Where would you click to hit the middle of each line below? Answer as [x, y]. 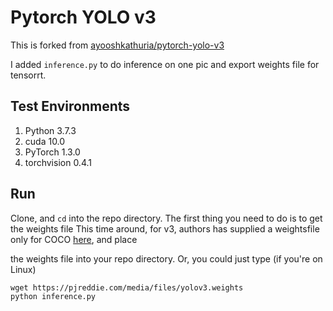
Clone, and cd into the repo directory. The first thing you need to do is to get [166, 218]
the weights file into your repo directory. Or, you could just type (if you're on [166, 258]
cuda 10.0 [45, 141]
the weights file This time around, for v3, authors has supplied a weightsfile [165, 228]
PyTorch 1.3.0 [52, 152]
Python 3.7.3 [50, 130]
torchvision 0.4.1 [58, 162]
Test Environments [70, 106]
